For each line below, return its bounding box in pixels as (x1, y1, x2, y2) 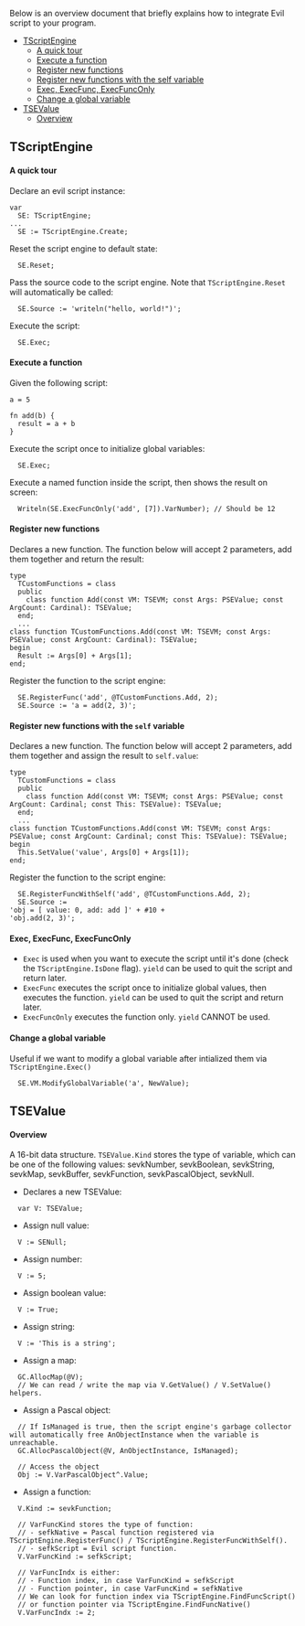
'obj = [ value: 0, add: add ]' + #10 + (9, 905, 166, 915)
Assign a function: (22, 1486, 91, 1498)
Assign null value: (22, 1220, 89, 1231)
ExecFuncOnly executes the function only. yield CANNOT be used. (22, 1011, 271, 1022)
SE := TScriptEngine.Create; (17, 227, 129, 236)
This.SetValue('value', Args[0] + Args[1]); (17, 848, 190, 858)
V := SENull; (17, 1238, 68, 1247)
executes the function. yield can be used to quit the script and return (22, 992, 284, 1003)
